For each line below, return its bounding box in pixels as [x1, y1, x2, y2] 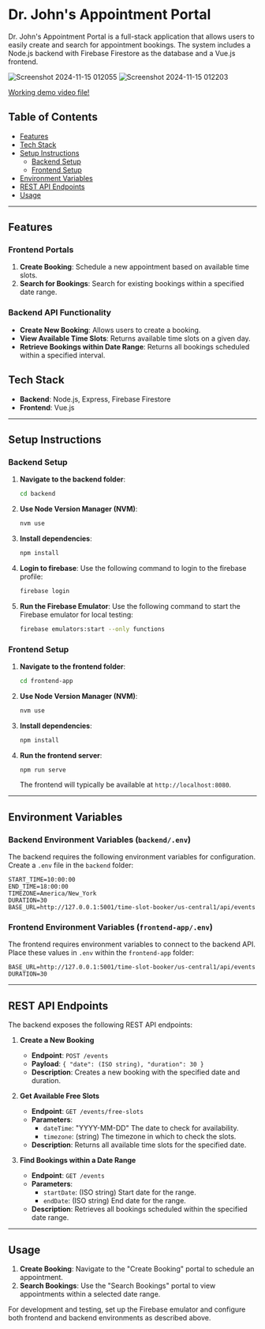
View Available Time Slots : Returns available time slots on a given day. [19, 334, 251, 343]
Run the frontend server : [19, 750, 103, 760]
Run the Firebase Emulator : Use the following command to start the [19, 601, 241, 610]
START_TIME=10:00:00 [8, 876, 77, 884]
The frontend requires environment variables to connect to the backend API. [8, 939, 256, 950]
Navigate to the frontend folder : [19, 662, 126, 671]
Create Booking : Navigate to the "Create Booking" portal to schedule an [19, 1264, 255, 1274]
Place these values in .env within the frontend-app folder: [8, 948, 195, 957]
